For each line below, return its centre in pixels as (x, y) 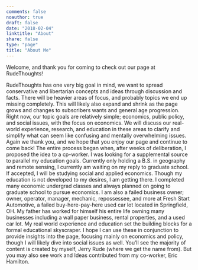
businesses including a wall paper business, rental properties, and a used (95, 217)
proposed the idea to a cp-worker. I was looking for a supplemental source (97, 154)
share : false (22, 39)
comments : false (26, 12)
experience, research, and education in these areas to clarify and (100, 129)
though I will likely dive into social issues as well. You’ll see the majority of (96, 242)
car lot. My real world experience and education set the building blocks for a (99, 224)
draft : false (22, 23)
